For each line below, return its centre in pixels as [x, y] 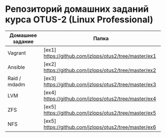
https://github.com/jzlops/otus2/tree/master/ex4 [100, 98]
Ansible [16, 67]
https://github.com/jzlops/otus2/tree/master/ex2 [100, 70]
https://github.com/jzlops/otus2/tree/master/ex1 [100, 56]
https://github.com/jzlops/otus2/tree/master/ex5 [100, 113]
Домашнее [23, 35]
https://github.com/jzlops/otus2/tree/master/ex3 [100, 84]
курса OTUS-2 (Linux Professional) [79, 20]
